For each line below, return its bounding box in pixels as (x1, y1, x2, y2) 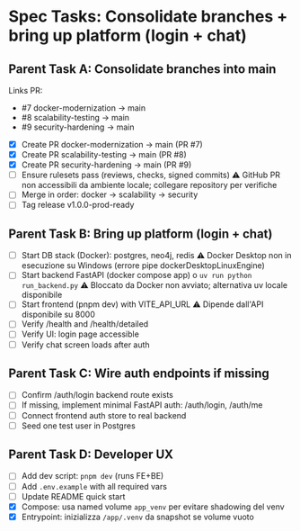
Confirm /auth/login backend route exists (21, 390, 174, 400)
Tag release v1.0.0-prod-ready (21, 200, 135, 211)
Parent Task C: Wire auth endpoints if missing (8, 365, 270, 381)
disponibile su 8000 (21, 309, 95, 320)
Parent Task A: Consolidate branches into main (8, 61, 277, 76)
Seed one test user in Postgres (21, 420, 136, 431)
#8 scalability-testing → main (21, 112, 130, 122)
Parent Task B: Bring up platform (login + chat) (8, 226, 273, 241)
